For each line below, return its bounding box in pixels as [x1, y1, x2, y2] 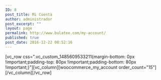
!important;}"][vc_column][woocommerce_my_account [5, 64, 117, 70]
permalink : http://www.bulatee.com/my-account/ [5, 30, 106, 35]
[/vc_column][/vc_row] [5, 69, 52, 75]
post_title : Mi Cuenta [5, 12, 52, 17]
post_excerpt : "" [5, 21, 41, 26]
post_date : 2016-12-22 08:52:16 [5, 40, 72, 45]
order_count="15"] [118, 64, 156, 70]
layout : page [5, 26, 32, 31]
